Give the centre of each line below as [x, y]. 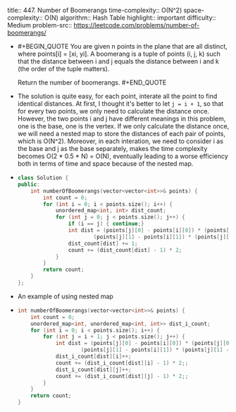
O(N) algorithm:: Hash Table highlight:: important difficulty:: [130, 18]
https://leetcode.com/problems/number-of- [137, 25]
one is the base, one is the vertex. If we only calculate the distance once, [123, 126]
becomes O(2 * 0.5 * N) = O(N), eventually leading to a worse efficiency [123, 156]
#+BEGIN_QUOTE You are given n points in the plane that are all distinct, [122, 46]
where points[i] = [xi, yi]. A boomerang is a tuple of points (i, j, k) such [119, 54]
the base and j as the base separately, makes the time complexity [112, 149]
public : [29, 184]
